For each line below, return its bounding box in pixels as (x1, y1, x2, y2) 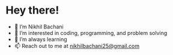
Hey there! (5, 4, 59, 17)
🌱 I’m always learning (14, 35, 67, 43)
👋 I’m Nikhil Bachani (14, 23, 64, 30)
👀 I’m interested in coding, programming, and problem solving (14, 29, 168, 36)
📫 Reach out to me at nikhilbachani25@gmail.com (14, 42, 140, 49)
